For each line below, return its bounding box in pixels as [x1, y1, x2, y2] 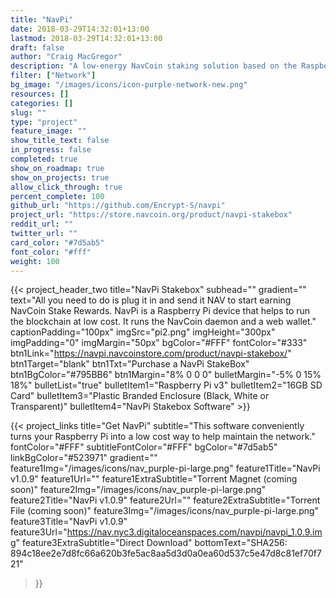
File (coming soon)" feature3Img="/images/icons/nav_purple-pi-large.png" [10, 505, 320, 517]
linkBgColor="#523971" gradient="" [10, 452, 158, 464]
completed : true [10, 154, 78, 164]
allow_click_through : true [10, 182, 123, 192]
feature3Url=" [10, 526, 68, 538]
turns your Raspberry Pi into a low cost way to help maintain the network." [10, 431, 316, 443]
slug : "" [10, 107, 47, 118]
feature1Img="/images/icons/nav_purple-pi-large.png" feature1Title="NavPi [10, 462, 321, 475]
